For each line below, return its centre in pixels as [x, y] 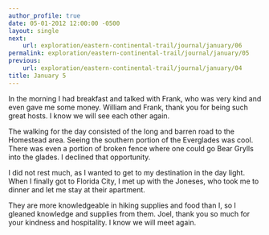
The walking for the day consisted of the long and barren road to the [122, 131]
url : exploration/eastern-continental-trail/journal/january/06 [132, 46]
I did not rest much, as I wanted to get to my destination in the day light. [127, 172]
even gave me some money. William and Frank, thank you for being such [128, 107]
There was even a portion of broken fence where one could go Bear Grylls [131, 148]
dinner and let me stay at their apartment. [77, 189]
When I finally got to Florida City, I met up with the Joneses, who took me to [134, 181]
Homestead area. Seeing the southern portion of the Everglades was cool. [131, 140]
